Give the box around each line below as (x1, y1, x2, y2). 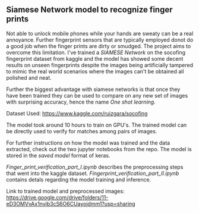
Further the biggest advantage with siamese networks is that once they (6, 86, 181, 93)
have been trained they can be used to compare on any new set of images (6, 92, 188, 99)
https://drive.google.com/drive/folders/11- (6, 193, 109, 201)
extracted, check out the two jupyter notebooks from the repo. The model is (6, 145, 192, 152)
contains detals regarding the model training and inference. (6, 176, 151, 183)
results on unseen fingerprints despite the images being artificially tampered (6, 61, 193, 68)
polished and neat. (6, 74, 52, 81)
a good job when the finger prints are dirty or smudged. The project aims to (6, 42, 191, 49)
